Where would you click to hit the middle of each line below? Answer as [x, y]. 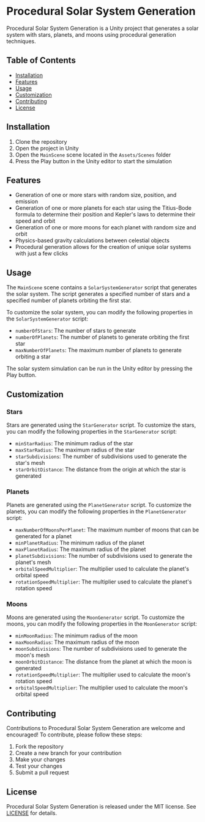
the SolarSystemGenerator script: [47, 319]
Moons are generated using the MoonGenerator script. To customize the [95, 617]
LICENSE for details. [32, 813]
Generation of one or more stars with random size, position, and [96, 195]
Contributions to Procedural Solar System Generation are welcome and [96, 728]
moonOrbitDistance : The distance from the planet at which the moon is [103, 662]
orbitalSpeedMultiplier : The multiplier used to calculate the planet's [102, 569]
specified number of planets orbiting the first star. [69, 300]
